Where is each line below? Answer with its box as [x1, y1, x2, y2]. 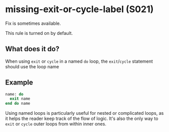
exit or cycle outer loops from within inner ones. [5, 121, 107, 127]
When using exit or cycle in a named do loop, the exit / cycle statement [5, 58, 153, 64]
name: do [5, 92, 24, 97]
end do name [5, 101, 30, 106]
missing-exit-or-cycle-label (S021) [5, 4, 154, 15]
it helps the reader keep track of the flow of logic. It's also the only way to [5, 115, 158, 122]
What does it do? [5, 45, 60, 54]
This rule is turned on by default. [5, 30, 73, 36]
